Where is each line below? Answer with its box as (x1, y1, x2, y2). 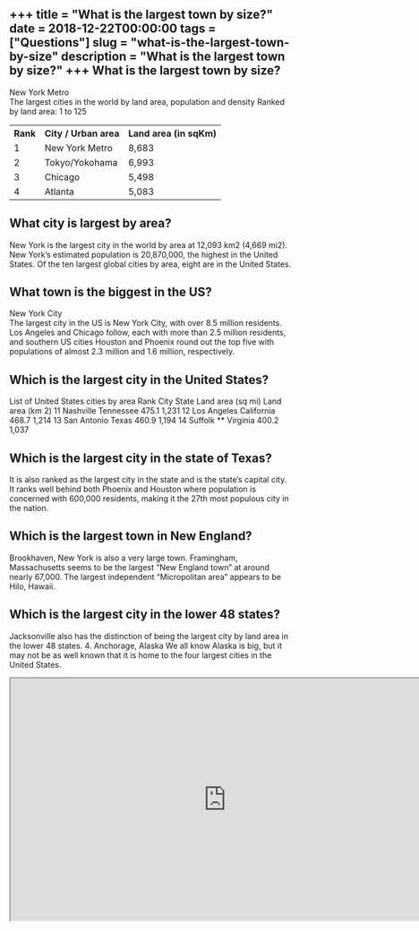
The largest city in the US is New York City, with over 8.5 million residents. (9, 318, 282, 329)
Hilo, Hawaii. (9, 581, 56, 592)
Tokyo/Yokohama (44, 156, 118, 168)
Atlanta (44, 185, 74, 198)
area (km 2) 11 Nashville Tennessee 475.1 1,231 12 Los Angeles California (9, 406, 276, 416)
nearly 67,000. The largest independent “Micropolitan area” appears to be (9, 571, 282, 582)
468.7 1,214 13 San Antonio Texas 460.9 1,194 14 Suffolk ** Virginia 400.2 (9, 415, 279, 426)
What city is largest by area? (9, 216, 172, 231)
